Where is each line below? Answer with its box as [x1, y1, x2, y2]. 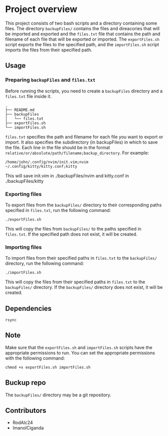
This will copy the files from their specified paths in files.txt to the [5, 279, 145, 285]
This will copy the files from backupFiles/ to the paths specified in [5, 226, 142, 232]
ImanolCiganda [12, 425, 44, 431]
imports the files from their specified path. [5, 47, 92, 53]
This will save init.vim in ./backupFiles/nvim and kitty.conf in [5, 172, 129, 179]
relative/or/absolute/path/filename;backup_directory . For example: [5, 150, 149, 156]
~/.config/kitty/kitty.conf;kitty [5, 164, 78, 169]
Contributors [5, 406, 47, 415]
